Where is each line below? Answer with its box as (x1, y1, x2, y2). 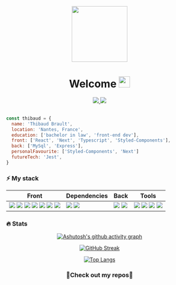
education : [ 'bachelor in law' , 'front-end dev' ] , (11, 132, 139, 138)
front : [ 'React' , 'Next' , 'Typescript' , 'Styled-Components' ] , (11, 137, 171, 143)
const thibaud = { (6, 115, 52, 121)
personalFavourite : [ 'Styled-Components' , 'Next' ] (11, 149, 139, 155)
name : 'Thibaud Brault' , (11, 121, 73, 127)
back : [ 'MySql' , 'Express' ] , (11, 143, 84, 149)
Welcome (69, 77, 117, 91)
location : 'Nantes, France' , (11, 126, 84, 133)
